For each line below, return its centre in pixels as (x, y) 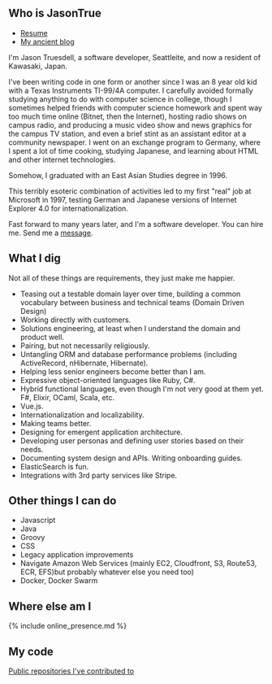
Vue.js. (32, 406)
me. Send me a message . (51, 233)
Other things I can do (63, 501)
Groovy (32, 538)
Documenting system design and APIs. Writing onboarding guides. (131, 458)
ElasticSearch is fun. (54, 466)
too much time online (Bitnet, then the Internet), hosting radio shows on (128, 116)
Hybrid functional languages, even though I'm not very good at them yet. (142, 389)
